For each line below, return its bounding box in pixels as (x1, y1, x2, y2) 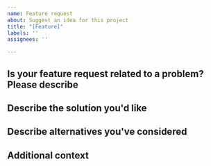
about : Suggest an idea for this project (7, 17, 129, 24)
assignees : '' (7, 36, 49, 43)
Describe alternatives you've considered (7, 126, 187, 138)
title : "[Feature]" (7, 23, 64, 30)
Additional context (7, 149, 89, 161)
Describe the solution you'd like (7, 102, 147, 114)
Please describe (7, 78, 78, 90)
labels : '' (7, 29, 39, 37)
